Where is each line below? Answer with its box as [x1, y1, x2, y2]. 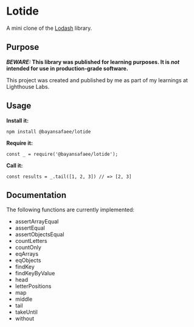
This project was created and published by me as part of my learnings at [6, 76, 189, 83]
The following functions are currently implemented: [6, 206, 135, 214]
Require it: [6, 139, 33, 147]
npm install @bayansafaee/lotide [6, 128, 91, 135]
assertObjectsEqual [15, 231, 64, 238]
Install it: [6, 117, 29, 124]
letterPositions [15, 283, 52, 290]
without [15, 315, 35, 322]
